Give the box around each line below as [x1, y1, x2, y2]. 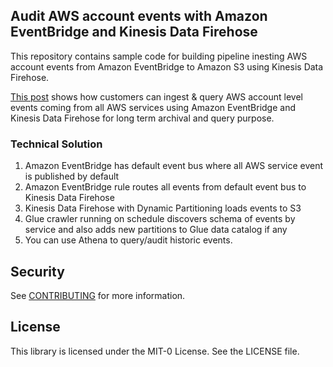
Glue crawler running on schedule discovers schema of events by [24, 213, 296, 225]
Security [10, 263, 65, 280]
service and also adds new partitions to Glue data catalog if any [24, 224, 288, 236]
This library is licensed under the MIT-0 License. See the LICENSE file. [10, 345, 300, 357]
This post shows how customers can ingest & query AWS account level [10, 90, 303, 103]
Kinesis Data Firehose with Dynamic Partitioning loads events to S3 [24, 202, 302, 214]
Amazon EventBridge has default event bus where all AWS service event [24, 160, 324, 172]
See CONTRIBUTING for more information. [10, 289, 186, 301]
